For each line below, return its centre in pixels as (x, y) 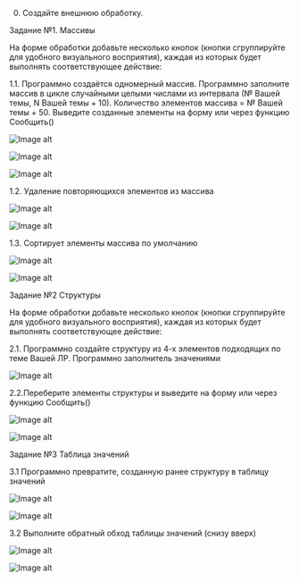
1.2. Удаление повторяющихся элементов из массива (112, 191)
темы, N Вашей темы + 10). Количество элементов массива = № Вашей (146, 103)
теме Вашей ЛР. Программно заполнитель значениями (115, 358)
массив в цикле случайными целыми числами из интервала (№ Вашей (145, 93)
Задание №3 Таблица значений (69, 454)
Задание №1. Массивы (52, 30)
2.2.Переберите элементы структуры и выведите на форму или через (143, 393)
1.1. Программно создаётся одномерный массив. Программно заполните (149, 84)
